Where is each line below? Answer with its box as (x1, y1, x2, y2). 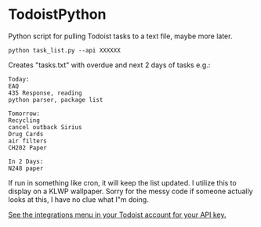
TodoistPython (8, 5, 107, 23)
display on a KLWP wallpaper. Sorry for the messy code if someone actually (8, 186, 253, 196)
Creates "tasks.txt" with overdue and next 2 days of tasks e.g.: (8, 60, 211, 70)
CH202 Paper (8, 143, 47, 152)
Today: (8, 75, 30, 83)
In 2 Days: (8, 157, 44, 165)
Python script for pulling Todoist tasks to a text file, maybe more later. (8, 31, 233, 41)
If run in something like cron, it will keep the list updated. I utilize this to (8, 178, 237, 187)
